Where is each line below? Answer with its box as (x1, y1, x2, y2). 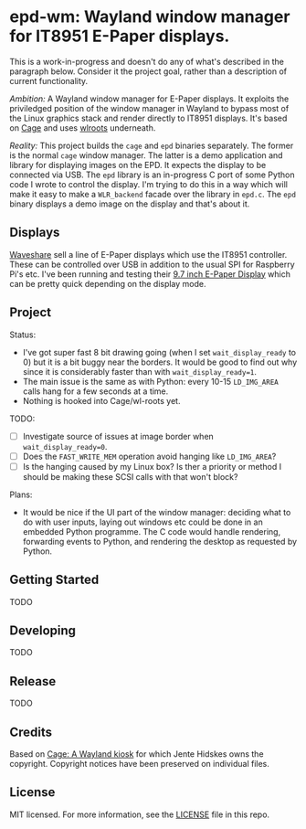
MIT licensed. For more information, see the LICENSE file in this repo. (9, 809, 270, 820)
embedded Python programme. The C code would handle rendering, (22, 526, 281, 537)
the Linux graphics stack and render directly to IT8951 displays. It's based (9, 112, 288, 123)
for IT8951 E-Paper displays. (9, 26, 230, 47)
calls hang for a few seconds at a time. (22, 386, 169, 397)
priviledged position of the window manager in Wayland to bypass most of (9, 102, 290, 113)
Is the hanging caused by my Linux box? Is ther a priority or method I (22, 461, 282, 472)
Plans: (9, 489, 33, 500)
